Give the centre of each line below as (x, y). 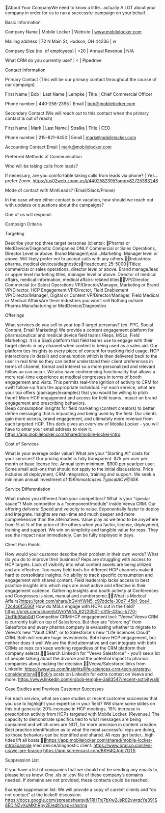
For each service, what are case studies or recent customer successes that (81, 698)
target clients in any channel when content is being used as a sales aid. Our (82, 346)
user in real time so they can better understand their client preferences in (79, 361)
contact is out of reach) (29, 118)
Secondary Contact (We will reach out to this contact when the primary (77, 113)
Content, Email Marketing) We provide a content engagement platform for (79, 330)
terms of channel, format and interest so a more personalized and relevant (80, 366)
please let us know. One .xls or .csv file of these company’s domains (74, 775)
